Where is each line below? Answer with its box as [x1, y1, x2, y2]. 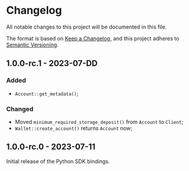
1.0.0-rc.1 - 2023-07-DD [6, 58, 97, 69]
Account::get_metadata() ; [14, 90, 79, 97]
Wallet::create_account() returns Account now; [14, 125, 133, 132]
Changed [6, 105, 34, 113]
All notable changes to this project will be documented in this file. [6, 23, 167, 30]
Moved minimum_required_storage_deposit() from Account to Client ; [14, 118, 184, 125]
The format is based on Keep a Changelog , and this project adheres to [6, 35, 179, 42]
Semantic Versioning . [6, 41, 59, 48]
